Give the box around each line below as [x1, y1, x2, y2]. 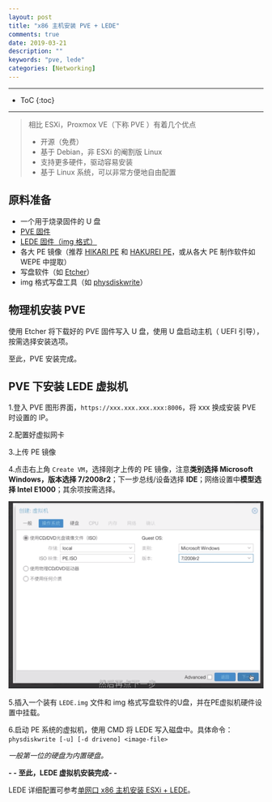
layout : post [8, 13, 53, 21]
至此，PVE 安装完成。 [8, 354, 81, 363]
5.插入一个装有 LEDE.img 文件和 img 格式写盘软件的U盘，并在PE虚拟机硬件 [8, 697, 256, 707]
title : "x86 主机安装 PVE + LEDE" [8, 21, 120, 30]
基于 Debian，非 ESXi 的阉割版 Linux [40, 147, 163, 157]
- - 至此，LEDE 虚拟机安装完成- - [8, 767, 117, 778]
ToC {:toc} [19, 95, 55, 105]
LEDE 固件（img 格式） [19, 236, 97, 247]
